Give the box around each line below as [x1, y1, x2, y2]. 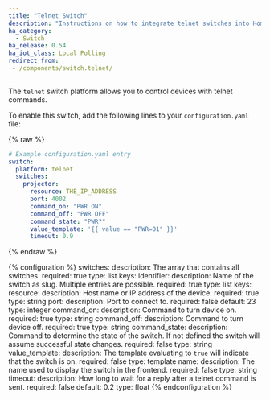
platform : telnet [15, 165, 74, 173]
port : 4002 [29, 195, 67, 203]
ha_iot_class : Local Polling [8, 49, 106, 57]
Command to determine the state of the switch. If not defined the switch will [8, 331, 260, 340]
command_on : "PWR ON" [29, 202, 103, 210]
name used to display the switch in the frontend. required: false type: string [8, 365, 258, 375]
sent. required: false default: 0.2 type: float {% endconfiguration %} [8, 382, 233, 392]
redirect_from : [8, 57, 59, 65]
